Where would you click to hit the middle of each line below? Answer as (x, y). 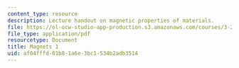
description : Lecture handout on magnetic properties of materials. (111, 21)
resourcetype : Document (43, 40)
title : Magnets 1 (33, 47)
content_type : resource (43, 14)
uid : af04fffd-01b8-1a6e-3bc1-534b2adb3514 (73, 54)
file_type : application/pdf (49, 34)
